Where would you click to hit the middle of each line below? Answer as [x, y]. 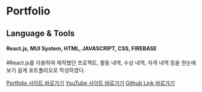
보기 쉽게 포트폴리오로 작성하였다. [46, 70]
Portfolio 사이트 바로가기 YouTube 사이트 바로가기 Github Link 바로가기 [90, 83]
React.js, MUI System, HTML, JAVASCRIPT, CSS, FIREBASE [82, 49]
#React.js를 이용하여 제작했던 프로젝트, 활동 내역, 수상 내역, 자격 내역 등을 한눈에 [101, 63]
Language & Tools [41, 33]
